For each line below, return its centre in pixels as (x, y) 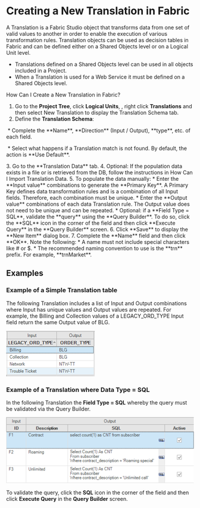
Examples (25, 273)
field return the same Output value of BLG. (58, 322)
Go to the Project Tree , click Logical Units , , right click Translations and (103, 106)
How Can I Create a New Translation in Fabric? (63, 95)
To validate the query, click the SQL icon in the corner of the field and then (98, 493)
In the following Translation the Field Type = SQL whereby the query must (97, 402)
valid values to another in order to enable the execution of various (87, 33)
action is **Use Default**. (38, 154)
